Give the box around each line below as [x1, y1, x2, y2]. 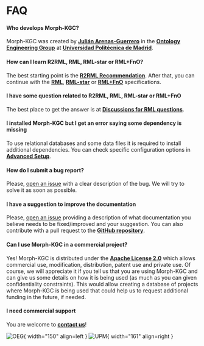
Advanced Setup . [6, 153, 52, 160]
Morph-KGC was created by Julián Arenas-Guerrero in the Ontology [6, 38, 181, 45]
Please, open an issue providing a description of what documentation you [6, 214, 191, 221]
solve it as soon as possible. [6, 186, 77, 194]
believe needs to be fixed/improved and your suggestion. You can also [6, 221, 183, 228]
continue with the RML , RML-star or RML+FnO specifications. [6, 78, 161, 85]
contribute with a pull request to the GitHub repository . [6, 227, 145, 235]
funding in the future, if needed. [6, 293, 86, 300]
